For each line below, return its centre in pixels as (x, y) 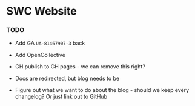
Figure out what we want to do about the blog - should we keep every (102, 90)
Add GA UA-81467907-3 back (50, 43)
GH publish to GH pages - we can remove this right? (80, 67)
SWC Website (41, 11)
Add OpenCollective (40, 55)
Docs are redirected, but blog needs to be (67, 78)
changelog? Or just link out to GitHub (61, 97)
